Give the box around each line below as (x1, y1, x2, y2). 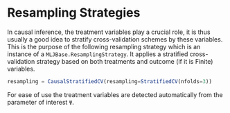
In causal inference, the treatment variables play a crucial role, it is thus (7, 28, 211, 36)
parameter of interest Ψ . (7, 98, 75, 106)
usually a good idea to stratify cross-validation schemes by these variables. (7, 35, 223, 43)
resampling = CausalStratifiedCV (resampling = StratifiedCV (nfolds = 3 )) (7, 78, 213, 85)
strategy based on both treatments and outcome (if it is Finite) (36, 57, 213, 65)
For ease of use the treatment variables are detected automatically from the (7, 90, 223, 98)
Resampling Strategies (7, 5, 141, 21)
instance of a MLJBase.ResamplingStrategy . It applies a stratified (7, 50, 188, 58)
